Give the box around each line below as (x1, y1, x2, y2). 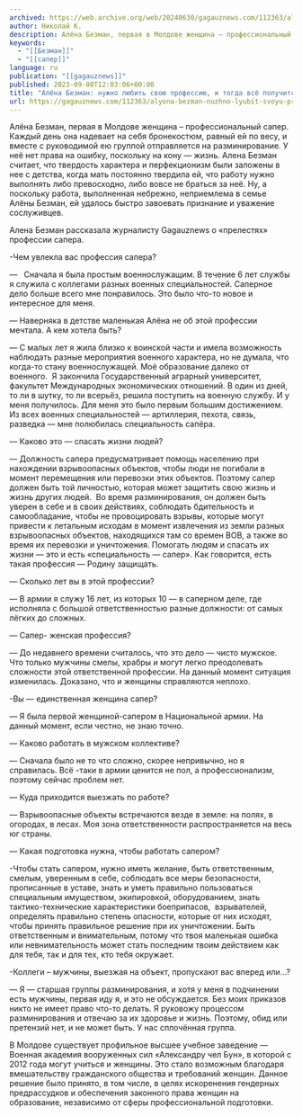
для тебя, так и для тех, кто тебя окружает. (9, 950, 174, 960)
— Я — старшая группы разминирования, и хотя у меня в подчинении (9, 984, 280, 995)
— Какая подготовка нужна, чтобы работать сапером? (9, 846, 220, 857)
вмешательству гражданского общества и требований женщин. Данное (9, 1068, 289, 1079)
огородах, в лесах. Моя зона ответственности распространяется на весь (9, 819, 292, 830)
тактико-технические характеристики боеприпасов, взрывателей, (9, 901, 268, 913)
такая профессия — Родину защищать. (9, 558, 159, 569)
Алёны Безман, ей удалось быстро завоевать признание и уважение (9, 198, 275, 209)
